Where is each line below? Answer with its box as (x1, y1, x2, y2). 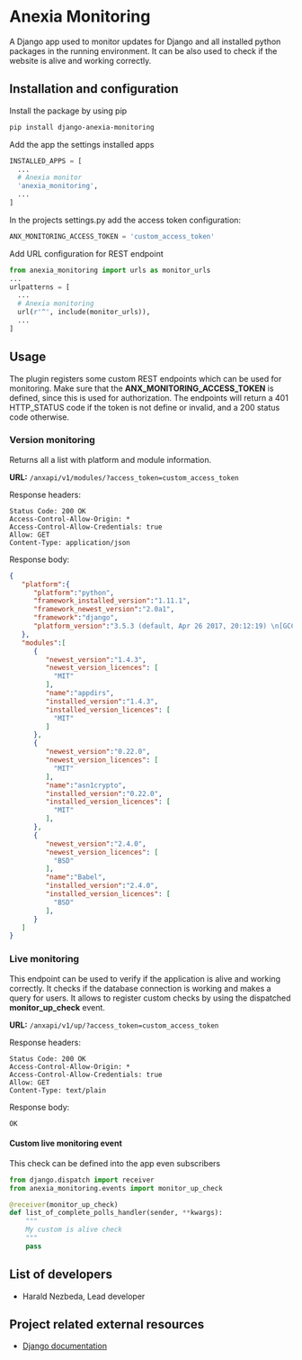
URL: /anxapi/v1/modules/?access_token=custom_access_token (9, 471, 240, 483)
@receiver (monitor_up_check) (9, 1200, 119, 1209)
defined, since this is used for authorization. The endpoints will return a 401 (9, 392, 289, 403)
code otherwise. (9, 412, 70, 422)
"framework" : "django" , (32, 613, 119, 622)
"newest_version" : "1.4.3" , (45, 655, 147, 664)
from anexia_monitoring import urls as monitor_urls (9, 266, 211, 275)
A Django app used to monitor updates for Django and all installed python (9, 36, 281, 47)
